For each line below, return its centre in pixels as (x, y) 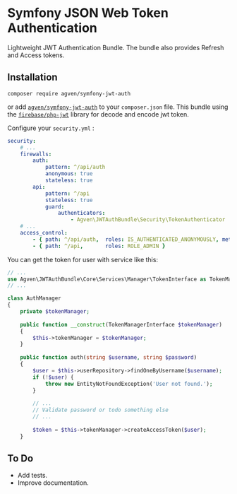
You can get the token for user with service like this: (83, 259)
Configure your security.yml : (51, 128)
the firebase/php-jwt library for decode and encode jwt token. (98, 114)
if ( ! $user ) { (53, 377)
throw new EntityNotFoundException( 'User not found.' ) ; (129, 384)
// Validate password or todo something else (101, 410)
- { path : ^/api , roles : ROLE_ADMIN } (99, 246)
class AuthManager (34, 298)
